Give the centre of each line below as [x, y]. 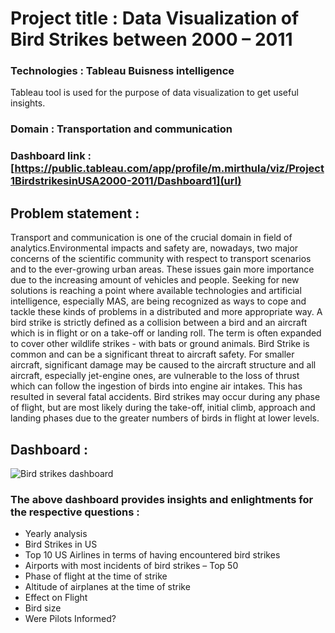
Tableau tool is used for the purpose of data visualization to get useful [154, 93]
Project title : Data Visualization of [155, 18]
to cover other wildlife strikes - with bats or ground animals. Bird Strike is [160, 344]
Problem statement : [75, 213]
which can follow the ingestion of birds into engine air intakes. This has [156, 386]
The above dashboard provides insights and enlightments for [162, 499]
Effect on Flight [56, 598]
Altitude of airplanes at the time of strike [107, 587]
